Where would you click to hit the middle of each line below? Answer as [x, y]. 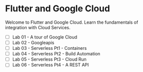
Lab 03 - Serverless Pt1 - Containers [49, 48]
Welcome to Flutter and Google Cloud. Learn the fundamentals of [72, 22]
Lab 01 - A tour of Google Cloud [45, 37]
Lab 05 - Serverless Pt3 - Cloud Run [49, 59]
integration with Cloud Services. [38, 27]
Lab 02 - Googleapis [33, 43]
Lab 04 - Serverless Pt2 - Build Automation [56, 54]
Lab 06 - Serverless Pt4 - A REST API [50, 65]
